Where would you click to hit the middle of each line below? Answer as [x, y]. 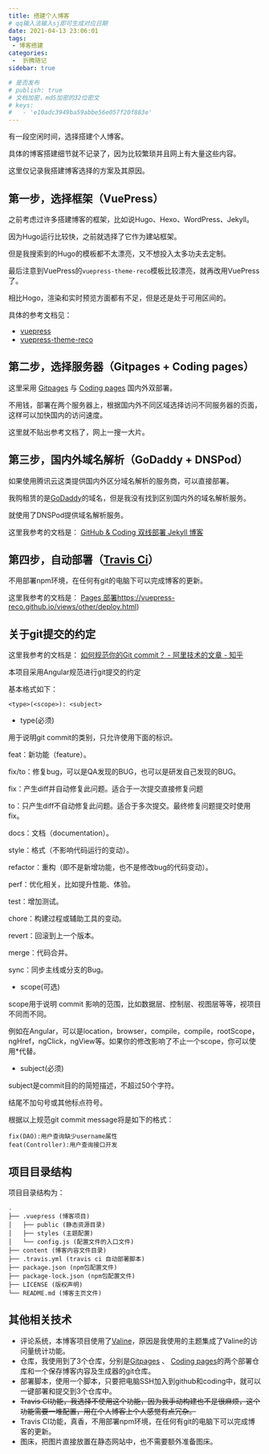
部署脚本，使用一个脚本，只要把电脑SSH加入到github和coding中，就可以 [141, 1381]
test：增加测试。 [36, 901]
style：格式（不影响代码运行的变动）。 [71, 851]
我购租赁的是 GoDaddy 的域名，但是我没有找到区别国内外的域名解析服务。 [129, 498]
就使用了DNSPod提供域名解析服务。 [68, 515]
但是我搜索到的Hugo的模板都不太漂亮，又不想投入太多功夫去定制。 [119, 253]
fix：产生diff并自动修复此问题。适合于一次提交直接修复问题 [106, 789]
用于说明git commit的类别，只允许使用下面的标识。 [93, 738]
